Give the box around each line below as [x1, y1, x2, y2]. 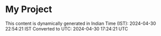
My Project [5, 4, 52, 15]
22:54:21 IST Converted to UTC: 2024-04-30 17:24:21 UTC [5, 25, 128, 31]
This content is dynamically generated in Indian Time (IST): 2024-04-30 [5, 20, 156, 26]
